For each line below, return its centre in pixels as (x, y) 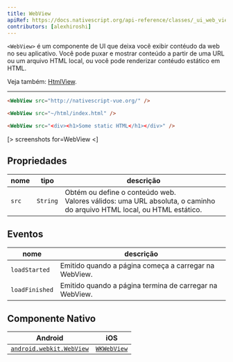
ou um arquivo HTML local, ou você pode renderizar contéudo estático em (114, 61)
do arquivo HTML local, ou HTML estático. (133, 209)
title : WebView (29, 14)
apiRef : (18, 20)
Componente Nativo (51, 319)
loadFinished (32, 290)
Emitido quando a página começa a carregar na (137, 266)
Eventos (25, 234)
